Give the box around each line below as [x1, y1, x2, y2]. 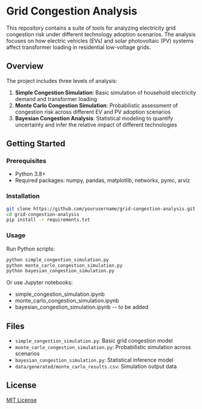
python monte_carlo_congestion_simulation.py [6, 262, 122, 269]
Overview [6, 61, 44, 71]
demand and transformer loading [14, 95, 98, 102]
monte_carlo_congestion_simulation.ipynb [14, 297, 119, 304]
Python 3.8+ [14, 171, 46, 178]
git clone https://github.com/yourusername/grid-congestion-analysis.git [6, 206, 196, 212]
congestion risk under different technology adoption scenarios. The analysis [6, 30, 196, 38]
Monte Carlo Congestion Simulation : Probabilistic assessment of [14, 102, 178, 109]
